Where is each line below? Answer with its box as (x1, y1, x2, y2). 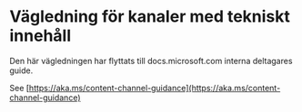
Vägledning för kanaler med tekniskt (9, 6, 291, 27)
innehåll (9, 25, 71, 46)
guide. (9, 65, 34, 76)
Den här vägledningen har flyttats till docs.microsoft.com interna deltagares (9, 55, 293, 66)
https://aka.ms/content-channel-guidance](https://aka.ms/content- (28, 82, 281, 93)
